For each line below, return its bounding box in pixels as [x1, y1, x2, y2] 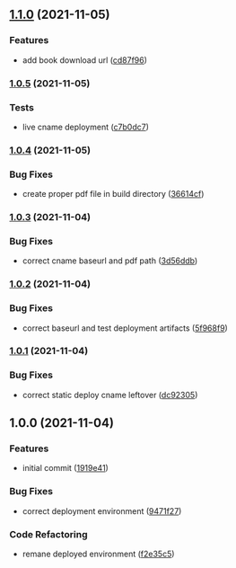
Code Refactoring [9, 528, 88, 540]
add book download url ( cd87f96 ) [22, 54, 148, 66]
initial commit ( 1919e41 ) [22, 463, 109, 474]
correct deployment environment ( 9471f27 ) [22, 505, 182, 516]
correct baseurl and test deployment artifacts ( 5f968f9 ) [22, 323, 229, 333]
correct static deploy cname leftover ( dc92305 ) [22, 389, 198, 400]
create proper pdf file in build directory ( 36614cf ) [22, 189, 205, 200]
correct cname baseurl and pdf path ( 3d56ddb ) [22, 255, 198, 266]
